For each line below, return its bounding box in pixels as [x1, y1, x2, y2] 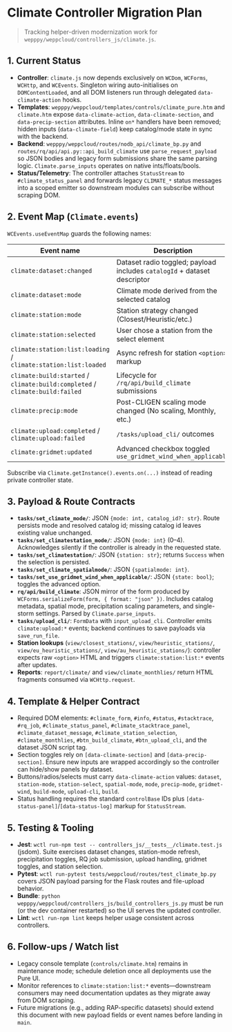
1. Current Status [7, 55, 81, 67]
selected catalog [116, 294, 171, 304]
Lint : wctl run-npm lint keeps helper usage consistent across [17, 914, 195, 921]
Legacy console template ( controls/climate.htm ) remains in [17, 959, 188, 968]
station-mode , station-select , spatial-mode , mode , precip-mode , [17, 780, 197, 788]
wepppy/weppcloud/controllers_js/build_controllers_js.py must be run [17, 899, 224, 907]
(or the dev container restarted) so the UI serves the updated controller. [17, 906, 221, 915]
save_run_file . [17, 631, 60, 640]
